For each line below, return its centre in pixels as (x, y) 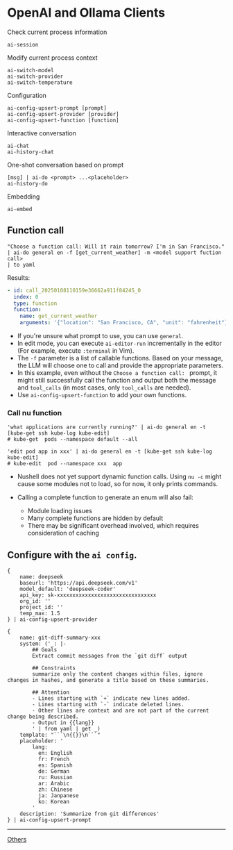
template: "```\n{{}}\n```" (60, 735)
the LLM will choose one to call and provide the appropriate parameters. (120, 365)
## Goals (45, 650)
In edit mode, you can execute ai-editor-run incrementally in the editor (119, 343)
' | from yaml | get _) (66, 729)
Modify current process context (53, 58)
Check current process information (57, 32)
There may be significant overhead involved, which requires (113, 526)
